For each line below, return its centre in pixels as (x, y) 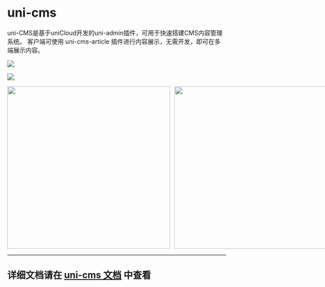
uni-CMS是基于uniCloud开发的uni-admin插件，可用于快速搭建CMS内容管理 (115, 33)
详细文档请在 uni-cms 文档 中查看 (79, 275)
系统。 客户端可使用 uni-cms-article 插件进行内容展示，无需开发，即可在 (111, 41)
